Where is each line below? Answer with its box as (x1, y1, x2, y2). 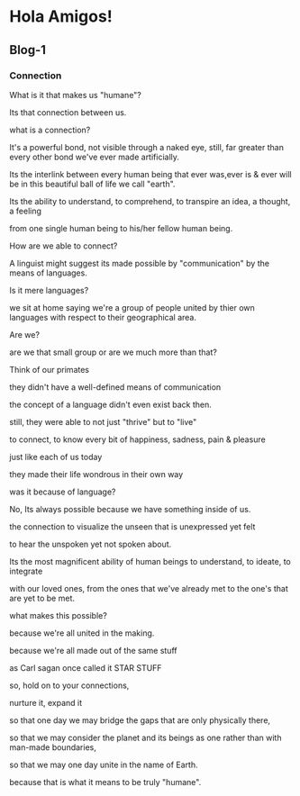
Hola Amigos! (9, 6, 113, 27)
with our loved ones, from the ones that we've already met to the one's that (9, 583, 288, 593)
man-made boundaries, (9, 741, 96, 753)
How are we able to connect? (9, 240, 118, 251)
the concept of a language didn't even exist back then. (9, 399, 212, 410)
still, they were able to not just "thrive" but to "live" (9, 416, 197, 427)
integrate (9, 565, 43, 576)
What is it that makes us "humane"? (9, 89, 142, 100)
